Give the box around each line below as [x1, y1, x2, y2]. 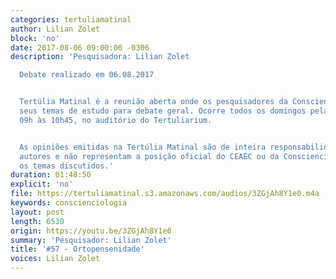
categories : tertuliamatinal [10, 14, 132, 25]
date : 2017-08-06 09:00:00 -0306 [10, 42, 150, 53]
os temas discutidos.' [19, 161, 114, 171]
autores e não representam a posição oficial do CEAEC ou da [19, 151, 280, 161]
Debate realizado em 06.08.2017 [19, 70, 155, 80]
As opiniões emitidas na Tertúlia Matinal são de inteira [19, 142, 267, 152]
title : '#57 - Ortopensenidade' [10, 244, 145, 255]
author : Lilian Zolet [10, 24, 101, 34]
